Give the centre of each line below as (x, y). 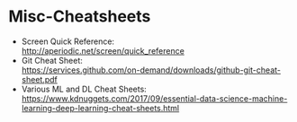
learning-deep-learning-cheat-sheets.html (100, 108)
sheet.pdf (39, 79)
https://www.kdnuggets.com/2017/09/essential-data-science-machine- (154, 98)
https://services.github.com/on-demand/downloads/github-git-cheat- (151, 70)
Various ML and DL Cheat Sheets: (84, 89)
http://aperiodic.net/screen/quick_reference (103, 50)
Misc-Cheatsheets (80, 17)
